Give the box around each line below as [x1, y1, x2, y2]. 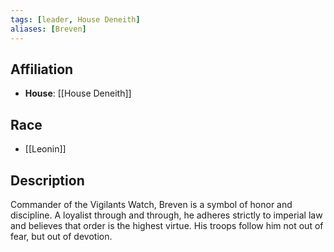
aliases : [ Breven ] [10, 24, 87, 34]
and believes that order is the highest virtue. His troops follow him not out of [10, 219, 324, 231]
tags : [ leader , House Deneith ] [10, 14, 141, 25]
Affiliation [10, 61, 74, 78]
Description [10, 172, 85, 189]
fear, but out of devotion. [10, 230, 113, 242]
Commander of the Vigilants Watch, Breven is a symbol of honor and [10, 198, 293, 210]
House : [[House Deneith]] [24, 87, 132, 100]
